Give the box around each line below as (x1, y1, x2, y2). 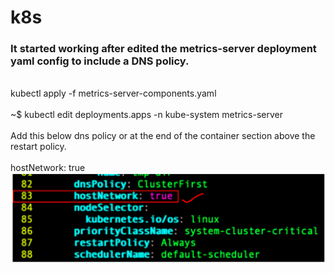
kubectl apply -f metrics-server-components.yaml (10, 87, 217, 100)
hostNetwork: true (10, 162, 86, 174)
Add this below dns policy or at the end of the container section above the (10, 130, 316, 142)
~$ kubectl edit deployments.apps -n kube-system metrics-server (10, 109, 283, 121)
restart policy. (10, 141, 67, 153)
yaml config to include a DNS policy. (10, 54, 190, 68)
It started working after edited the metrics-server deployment (10, 42, 317, 56)
